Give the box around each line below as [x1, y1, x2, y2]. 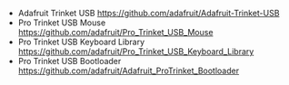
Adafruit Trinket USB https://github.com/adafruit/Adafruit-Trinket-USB [17, 8, 280, 18]
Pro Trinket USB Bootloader [17, 56, 122, 66]
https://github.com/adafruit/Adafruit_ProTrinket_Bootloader [17, 65, 239, 76]
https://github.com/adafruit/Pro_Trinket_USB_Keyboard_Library [17, 46, 254, 57]
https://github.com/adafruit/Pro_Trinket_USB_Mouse [17, 27, 214, 37]
